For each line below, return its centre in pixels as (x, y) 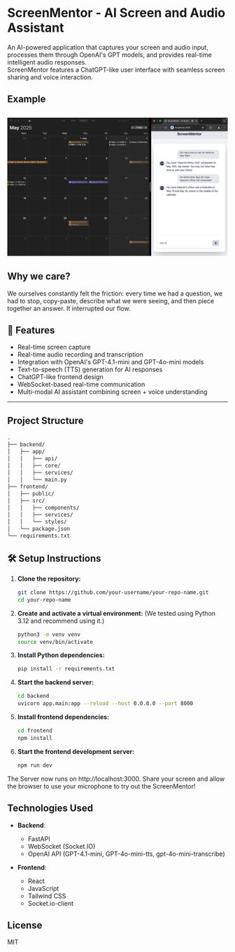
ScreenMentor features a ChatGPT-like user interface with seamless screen (116, 70)
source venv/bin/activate (55, 642)
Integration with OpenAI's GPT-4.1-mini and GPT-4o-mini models (111, 362)
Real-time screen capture (54, 347)
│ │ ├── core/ (34, 466)
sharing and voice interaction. (50, 77)
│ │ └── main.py (37, 480)
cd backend (33, 696)
